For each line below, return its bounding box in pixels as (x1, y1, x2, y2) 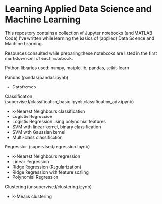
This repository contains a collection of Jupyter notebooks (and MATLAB (5, 30, 153, 36)
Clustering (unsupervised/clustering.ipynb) (5, 183, 92, 190)
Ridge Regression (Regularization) (12, 164, 81, 170)
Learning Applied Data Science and (5, 3, 152, 15)
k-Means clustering (12, 193, 52, 199)
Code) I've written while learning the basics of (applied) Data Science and (5, 35, 155, 41)
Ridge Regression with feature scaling (12, 169, 89, 175)
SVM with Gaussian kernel (12, 129, 66, 135)
